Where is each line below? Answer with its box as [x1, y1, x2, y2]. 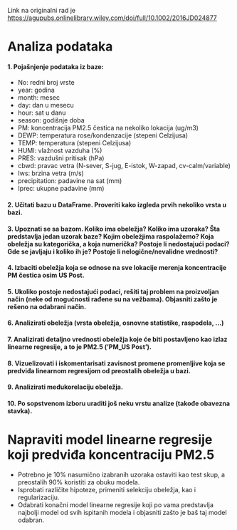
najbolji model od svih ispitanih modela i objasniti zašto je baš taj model [17, 508, 227, 516]
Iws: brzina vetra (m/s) [17, 169, 84, 177]
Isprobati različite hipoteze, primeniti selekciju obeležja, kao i [17, 485, 196, 494]
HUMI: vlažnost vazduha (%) [17, 146, 102, 155]
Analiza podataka [7, 38, 113, 55]
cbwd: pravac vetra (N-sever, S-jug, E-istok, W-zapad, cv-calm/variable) [17, 162, 231, 170]
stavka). [7, 406, 33, 415]
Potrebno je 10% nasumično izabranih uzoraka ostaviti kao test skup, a [17, 470, 226, 479]
